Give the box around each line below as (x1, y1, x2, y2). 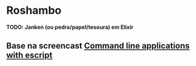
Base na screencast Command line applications (6, 41, 190, 51)
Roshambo (6, 4, 62, 17)
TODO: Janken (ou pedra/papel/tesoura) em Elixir (6, 23, 133, 31)
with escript (6, 50, 53, 61)
